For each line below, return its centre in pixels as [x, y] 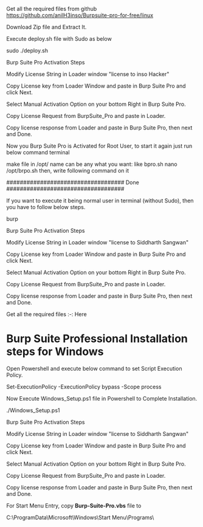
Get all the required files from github [52, 9]
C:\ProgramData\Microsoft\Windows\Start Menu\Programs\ [80, 517]
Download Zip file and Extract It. [46, 27]
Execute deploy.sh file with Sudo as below [59, 39]
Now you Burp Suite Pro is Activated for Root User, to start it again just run [99, 146]
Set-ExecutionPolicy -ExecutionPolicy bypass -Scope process [84, 387]
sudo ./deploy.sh [27, 50]
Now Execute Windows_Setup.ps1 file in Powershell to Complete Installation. [102, 398]
